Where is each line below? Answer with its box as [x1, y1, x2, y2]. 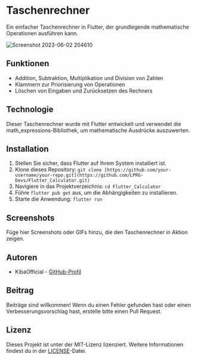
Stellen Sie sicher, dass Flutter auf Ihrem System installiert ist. [14, 159, 167, 167]
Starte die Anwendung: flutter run [14, 195, 103, 203]
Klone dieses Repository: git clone [14, 166, 102, 173]
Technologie [6, 104, 54, 115]
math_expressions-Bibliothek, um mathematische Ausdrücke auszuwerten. [6, 127, 190, 134]
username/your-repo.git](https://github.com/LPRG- [14, 173, 144, 179]
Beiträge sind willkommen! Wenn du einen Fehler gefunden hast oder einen [6, 301, 191, 308]
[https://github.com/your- [104, 167, 171, 173]
